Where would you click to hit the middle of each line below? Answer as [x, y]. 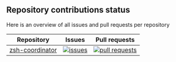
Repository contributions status [68, 10]
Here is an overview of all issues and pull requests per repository [88, 24]
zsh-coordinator [33, 50]
